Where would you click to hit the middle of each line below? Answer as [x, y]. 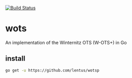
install [15, 59]
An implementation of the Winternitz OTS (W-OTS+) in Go [66, 42]
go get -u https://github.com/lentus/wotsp [52, 70]
